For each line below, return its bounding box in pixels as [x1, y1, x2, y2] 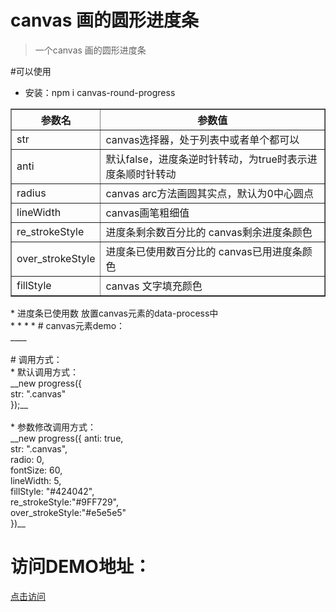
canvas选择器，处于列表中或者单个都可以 [105, 132, 300, 146]
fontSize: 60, [10, 464, 63, 476]
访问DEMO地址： [10, 556, 152, 578]
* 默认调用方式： [10, 366, 79, 378]
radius [16, 186, 47, 200]
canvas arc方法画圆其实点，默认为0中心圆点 [105, 186, 314, 200]
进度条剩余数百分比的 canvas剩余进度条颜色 [105, 225, 313, 239]
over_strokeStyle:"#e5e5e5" [10, 506, 127, 518]
